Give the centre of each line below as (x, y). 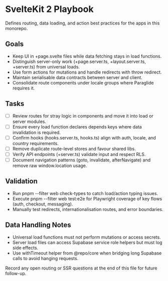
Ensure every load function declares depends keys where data (77, 126)
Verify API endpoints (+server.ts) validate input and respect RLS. (79, 154)
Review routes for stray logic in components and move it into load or (83, 115)
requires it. (24, 88)
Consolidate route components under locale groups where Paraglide (83, 82)
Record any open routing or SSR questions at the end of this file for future (81, 268)
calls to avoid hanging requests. (45, 258)
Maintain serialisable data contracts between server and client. (77, 77)
